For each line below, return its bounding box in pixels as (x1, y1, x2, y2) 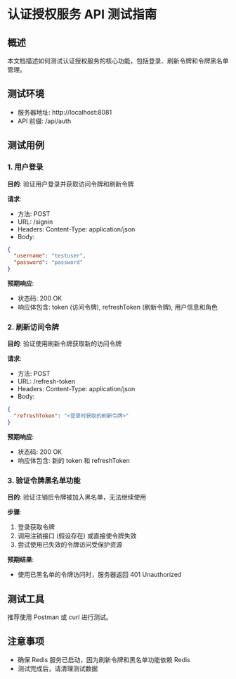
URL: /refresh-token (17, 377, 76, 386)
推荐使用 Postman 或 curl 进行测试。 (7, 613, 112, 621)
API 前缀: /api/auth (17, 117, 72, 125)
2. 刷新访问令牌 (7, 322, 60, 331)
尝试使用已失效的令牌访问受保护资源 (17, 540, 123, 549)
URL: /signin (17, 217, 53, 226)
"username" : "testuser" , (13, 253, 86, 260)
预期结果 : (7, 555, 34, 564)
